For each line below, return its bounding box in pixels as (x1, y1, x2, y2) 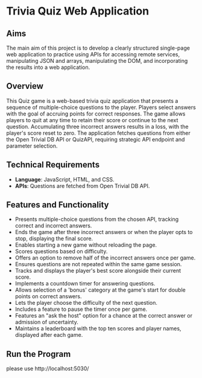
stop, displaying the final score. (14, 235, 93, 243)
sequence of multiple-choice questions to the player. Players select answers (6, 103, 196, 111)
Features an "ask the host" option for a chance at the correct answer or (14, 312, 193, 319)
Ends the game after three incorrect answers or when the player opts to (14, 229, 193, 236)
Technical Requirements (6, 160, 100, 170)
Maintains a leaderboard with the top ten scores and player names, (14, 325, 181, 332)
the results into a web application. (6, 64, 90, 71)
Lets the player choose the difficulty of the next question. (14, 299, 158, 307)
